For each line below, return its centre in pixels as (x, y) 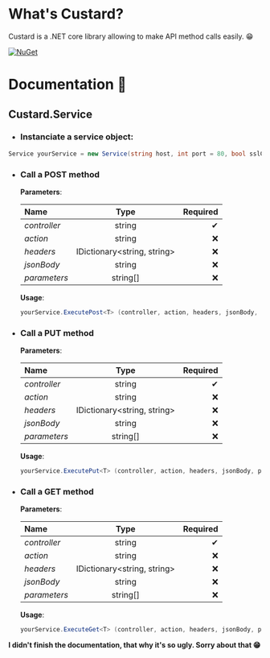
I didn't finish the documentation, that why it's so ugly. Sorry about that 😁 (135, 645)
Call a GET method (57, 491)
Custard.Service (50, 114)
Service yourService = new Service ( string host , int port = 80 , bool (127, 154)
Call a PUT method (57, 333)
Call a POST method (60, 174)
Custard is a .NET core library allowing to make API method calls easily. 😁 (131, 36)
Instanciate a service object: (77, 137)
